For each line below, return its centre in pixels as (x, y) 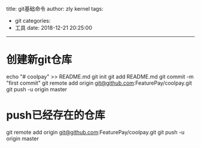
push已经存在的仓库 (56, 115)
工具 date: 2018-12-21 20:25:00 (54, 28)
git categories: (33, 21)
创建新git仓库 (39, 60)
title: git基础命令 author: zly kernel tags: (55, 9)
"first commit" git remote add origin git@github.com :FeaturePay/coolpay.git (99, 83)
